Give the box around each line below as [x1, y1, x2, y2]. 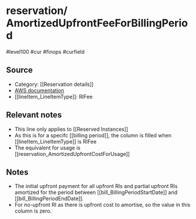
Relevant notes [6, 110, 62, 120]
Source [6, 65, 33, 75]
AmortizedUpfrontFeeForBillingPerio [6, 16, 188, 30]
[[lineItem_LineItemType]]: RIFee [14, 93, 93, 100]
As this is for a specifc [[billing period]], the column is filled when [14, 131, 171, 138]
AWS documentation [14, 86, 64, 94]
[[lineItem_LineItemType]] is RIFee [14, 138, 97, 145]
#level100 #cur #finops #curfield [6, 48, 85, 55]
